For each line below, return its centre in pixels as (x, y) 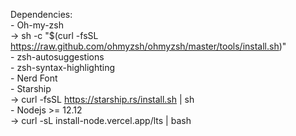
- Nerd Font (34, 78)
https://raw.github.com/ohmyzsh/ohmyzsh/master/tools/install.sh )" (148, 46)
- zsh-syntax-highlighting (63, 67)
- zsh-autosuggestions (57, 57)
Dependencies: (41, 14)
